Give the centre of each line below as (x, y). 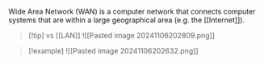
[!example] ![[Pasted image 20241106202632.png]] (113, 51)
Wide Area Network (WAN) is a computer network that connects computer (132, 12)
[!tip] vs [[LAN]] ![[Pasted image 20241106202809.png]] (122, 35)
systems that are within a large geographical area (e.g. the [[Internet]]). (126, 20)
